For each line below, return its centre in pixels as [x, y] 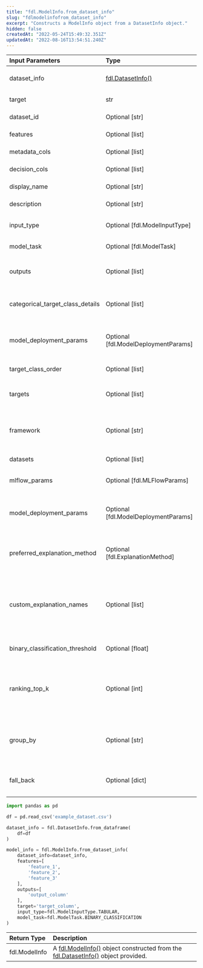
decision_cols [29, 169]
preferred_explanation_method [53, 553]
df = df [24, 834]
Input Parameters [35, 60]
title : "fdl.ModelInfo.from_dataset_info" [60, 12]
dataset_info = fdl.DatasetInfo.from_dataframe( [69, 827]
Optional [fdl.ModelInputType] [148, 225]
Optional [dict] [126, 780]
